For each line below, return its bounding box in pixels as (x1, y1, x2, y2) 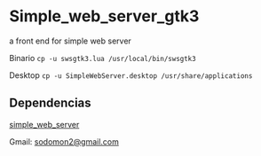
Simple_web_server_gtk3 (9, 6, 200, 27)
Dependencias (9, 96, 91, 111)
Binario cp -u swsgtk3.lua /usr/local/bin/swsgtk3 (9, 52, 197, 63)
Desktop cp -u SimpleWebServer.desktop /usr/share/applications (9, 69, 253, 81)
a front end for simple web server (9, 35, 131, 46)
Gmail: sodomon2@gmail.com (9, 136, 120, 147)
